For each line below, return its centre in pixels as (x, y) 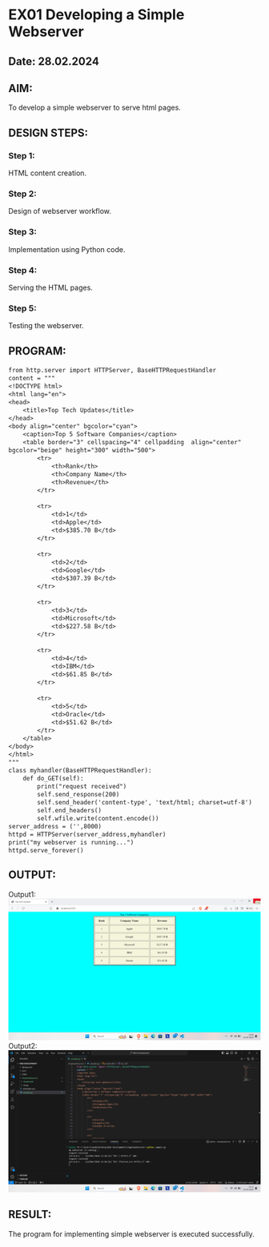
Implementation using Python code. (67, 249)
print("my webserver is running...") (71, 843)
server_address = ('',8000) (55, 827)
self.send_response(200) (78, 795)
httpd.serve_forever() (46, 851)
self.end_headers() (70, 811)
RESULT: (30, 1215)
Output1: (22, 894)
